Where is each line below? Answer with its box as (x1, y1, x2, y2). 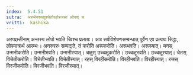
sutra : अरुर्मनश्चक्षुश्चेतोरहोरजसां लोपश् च (6, 14, 85, 20)
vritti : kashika (6, 19, 49, 25)
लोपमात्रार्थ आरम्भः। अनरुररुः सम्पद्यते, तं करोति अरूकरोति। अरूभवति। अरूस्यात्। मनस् (6, 43, 173, 50)
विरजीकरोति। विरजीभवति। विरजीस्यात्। (6, 63, 83, 70)
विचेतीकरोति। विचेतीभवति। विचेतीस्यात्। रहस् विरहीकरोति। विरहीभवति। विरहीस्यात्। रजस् (6, 56, 179, 63)
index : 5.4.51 (6, 8, 44, 15)
